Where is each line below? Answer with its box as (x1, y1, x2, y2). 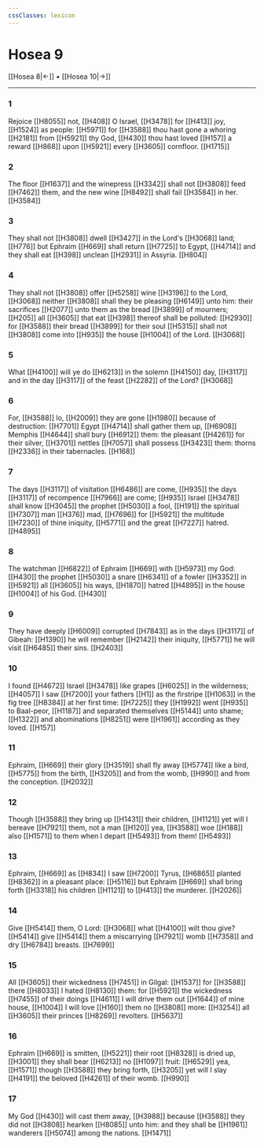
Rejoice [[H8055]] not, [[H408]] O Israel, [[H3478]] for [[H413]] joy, (8, 116, 225, 126)
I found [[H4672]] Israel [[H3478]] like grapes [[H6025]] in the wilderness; (8, 681, 249, 690)
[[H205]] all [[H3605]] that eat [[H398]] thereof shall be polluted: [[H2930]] (8, 313, 253, 322)
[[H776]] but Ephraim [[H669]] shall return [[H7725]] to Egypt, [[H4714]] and (8, 242, 256, 251)
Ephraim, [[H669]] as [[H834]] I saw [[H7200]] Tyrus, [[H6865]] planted (8, 868, 241, 879)
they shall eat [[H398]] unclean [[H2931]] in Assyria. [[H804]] (8, 250, 207, 260)
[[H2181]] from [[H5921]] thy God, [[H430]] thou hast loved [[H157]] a (8, 133, 233, 143)
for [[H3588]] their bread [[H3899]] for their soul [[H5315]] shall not (8, 321, 228, 331)
